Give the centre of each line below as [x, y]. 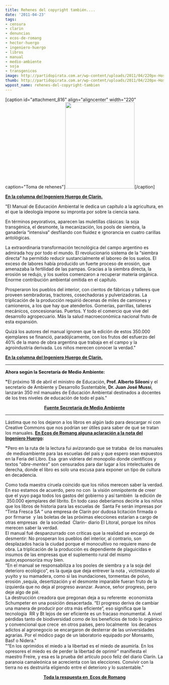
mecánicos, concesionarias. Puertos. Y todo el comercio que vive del [77, 311]
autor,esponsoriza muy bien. [35, 560]
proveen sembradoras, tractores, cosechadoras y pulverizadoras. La [76, 295]
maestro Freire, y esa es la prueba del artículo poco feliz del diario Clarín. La [84, 656]
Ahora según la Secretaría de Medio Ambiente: [55, 372]
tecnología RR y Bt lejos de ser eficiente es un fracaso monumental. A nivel [83, 613]
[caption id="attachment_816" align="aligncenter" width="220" [71, 100]
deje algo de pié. [23, 592]
